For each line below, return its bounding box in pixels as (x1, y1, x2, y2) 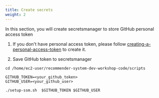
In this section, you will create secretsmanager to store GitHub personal (5, 26, 154, 32)
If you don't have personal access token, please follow (12, 41, 126, 47)
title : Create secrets (5, 7, 53, 13)
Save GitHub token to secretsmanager (12, 56, 92, 62)
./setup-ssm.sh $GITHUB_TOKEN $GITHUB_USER (5, 87, 100, 93)
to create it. (62, 46, 86, 52)
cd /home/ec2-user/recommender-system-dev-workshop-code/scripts (5, 66, 145, 71)
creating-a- (127, 41, 151, 47)
